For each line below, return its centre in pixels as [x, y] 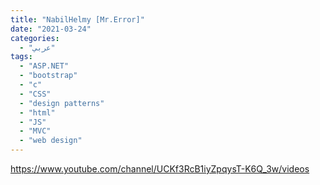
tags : [21, 57]
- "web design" [51, 141]
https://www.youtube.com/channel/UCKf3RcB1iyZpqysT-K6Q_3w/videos [160, 169]
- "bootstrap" [48, 76]
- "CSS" [35, 94]
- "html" [37, 112]
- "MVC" [35, 131]
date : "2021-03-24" [51, 29]
